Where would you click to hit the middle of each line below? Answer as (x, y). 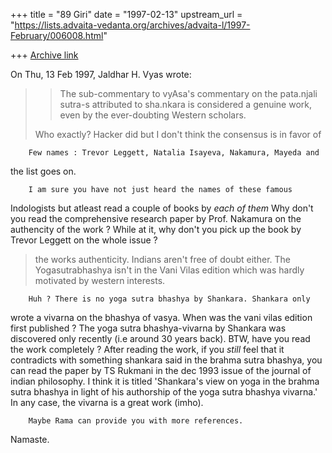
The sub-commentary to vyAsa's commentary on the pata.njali (188, 93)
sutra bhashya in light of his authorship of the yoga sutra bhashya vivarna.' (164, 392)
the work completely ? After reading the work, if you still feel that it (147, 349)
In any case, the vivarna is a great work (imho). (107, 402)
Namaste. (30, 439)
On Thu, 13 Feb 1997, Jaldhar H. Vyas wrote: (101, 74)
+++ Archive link (44, 55)
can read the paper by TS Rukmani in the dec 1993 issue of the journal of (161, 370)
